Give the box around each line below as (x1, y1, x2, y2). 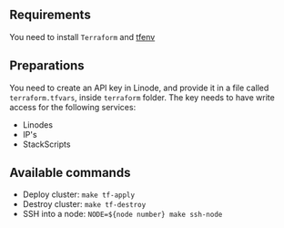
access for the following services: (9, 101, 137, 112)
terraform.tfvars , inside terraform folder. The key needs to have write (9, 91, 275, 103)
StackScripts (22, 139, 71, 150)
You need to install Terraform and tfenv (9, 31, 156, 42)
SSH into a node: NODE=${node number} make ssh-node (22, 209, 223, 220)
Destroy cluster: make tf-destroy (22, 199, 147, 210)
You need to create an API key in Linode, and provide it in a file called (9, 82, 269, 93)
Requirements (9, 7, 91, 23)
